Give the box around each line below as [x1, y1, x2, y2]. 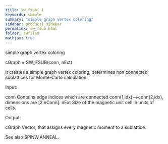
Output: [5, 114, 21, 120]
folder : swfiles [5, 31, 39, 36]
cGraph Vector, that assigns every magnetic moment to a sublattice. [5, 124, 146, 130]
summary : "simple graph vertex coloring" [5, 17, 94, 22]
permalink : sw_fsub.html [5, 26, 58, 31]
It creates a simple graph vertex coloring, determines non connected [5, 69, 148, 75]
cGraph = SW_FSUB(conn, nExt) [5, 59, 73, 65]
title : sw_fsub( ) [5, 7, 44, 13]
